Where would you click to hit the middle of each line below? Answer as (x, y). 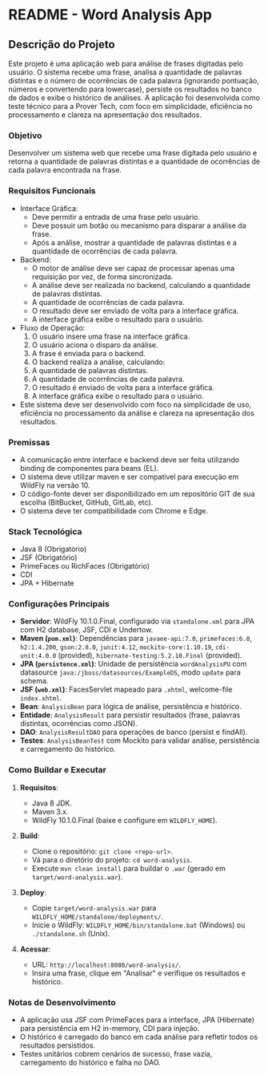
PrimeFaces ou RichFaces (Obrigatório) (85, 566)
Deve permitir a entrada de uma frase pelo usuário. (116, 217)
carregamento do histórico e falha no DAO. (90, 1063)
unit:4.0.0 (38, 656)
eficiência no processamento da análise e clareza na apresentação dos (137, 413)
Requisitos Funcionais (52, 191)
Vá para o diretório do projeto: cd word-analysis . (112, 859)
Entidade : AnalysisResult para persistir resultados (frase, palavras (130, 715)
